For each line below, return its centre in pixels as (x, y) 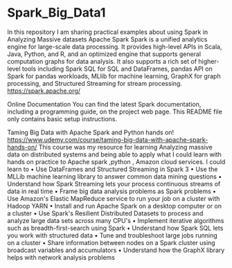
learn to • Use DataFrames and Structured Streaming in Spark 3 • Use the (113, 169)
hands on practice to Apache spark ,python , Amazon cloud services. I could (116, 161)
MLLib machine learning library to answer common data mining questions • (115, 176)
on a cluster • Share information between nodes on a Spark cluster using (111, 242)
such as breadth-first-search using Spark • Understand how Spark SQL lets (115, 228)
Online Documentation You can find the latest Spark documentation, (104, 104)
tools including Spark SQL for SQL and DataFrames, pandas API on (117, 69)
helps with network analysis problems (61, 257)
